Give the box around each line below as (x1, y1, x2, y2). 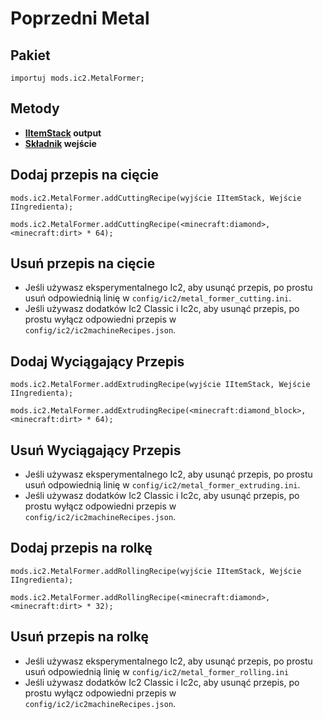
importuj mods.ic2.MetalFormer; (10, 73, 145, 83)
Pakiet (10, 47, 51, 64)
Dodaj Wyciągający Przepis (10, 353, 185, 370)
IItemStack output (24, 127, 102, 139)
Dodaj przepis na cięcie (10, 167, 160, 184)
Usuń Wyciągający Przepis (10, 442, 182, 459)
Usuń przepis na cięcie (10, 255, 156, 272)
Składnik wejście (24, 137, 97, 149)
